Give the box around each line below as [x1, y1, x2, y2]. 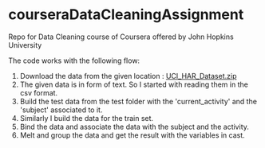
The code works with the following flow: [8, 56, 140, 65]
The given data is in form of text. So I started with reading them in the [19, 80, 249, 89]
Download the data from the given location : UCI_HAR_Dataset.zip [19, 71, 237, 80]
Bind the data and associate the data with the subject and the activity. [19, 122, 250, 131]
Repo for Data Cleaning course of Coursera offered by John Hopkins [8, 32, 234, 41]
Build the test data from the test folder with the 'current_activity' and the [19, 96, 258, 106]
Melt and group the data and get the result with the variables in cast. [19, 130, 245, 140]
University [8, 40, 42, 49]
